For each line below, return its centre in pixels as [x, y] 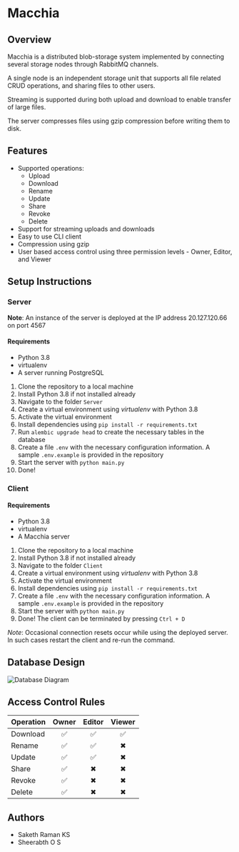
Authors [26, 817]
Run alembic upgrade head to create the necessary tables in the [111, 432]
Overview [30, 40]
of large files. [27, 107]
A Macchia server [44, 536]
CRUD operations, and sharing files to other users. [81, 86]
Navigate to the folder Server [60, 401]
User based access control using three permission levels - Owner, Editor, [125, 251]
